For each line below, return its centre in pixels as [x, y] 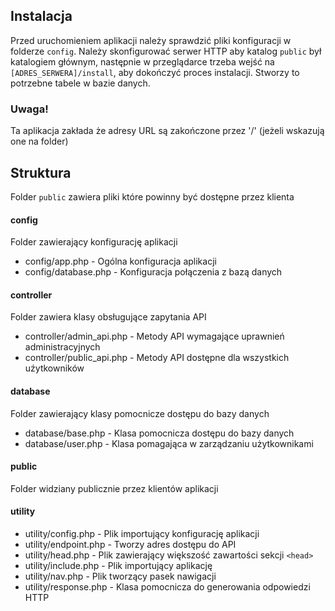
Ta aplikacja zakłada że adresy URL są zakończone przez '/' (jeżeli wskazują [167, 131]
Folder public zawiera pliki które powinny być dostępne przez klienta [152, 196]
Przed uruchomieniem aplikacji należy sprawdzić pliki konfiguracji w [151, 40]
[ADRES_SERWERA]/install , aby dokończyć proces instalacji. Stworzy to [155, 72]
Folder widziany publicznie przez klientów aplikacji [114, 488]
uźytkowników [54, 368]
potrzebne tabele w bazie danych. [80, 83]
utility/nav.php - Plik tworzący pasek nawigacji [120, 576]
